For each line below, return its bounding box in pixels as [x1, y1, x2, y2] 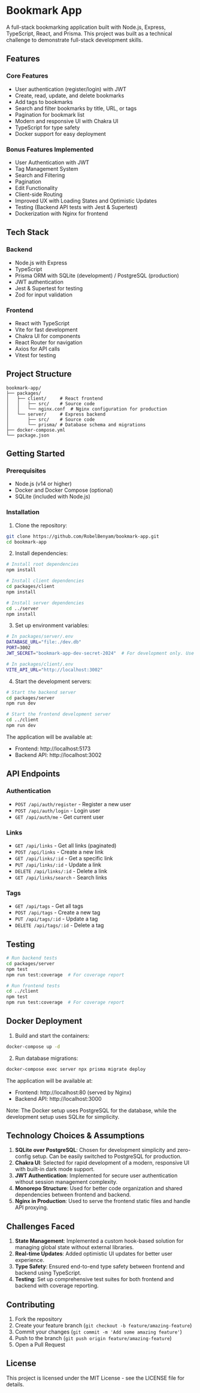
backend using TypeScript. [14, 1269, 82, 1276]
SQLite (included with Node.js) [14, 493, 91, 500]
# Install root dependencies [6, 562, 79, 568]
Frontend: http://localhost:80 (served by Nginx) [14, 1089, 132, 1096]
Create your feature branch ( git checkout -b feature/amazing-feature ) [14, 1322, 192, 1329]
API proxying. [14, 1204, 49, 1211]
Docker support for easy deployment [14, 130, 106, 137]
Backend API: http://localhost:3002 [14, 751, 102, 758]
